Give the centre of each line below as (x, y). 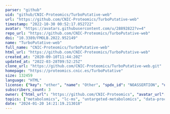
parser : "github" (24, 10)
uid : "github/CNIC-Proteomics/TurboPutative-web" (59, 15)
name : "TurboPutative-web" (34, 43)
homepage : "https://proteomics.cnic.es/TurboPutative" (64, 71)
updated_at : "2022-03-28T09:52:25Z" (44, 62)
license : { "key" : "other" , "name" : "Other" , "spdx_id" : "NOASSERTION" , (82, 85)
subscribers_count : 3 (28, 90)
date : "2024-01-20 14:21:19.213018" (44, 104)
